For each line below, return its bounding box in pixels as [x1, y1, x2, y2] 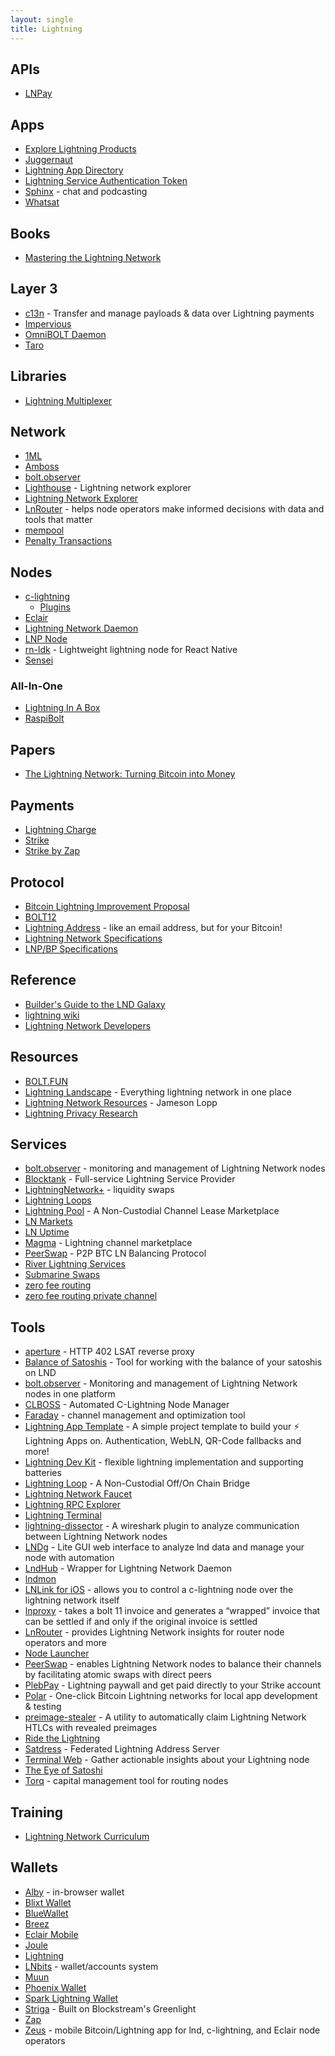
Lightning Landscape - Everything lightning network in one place [24, 1086, 292, 1098]
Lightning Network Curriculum [24, 1830, 150, 1842]
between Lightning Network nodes [24, 1531, 168, 1543]
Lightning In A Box [24, 702, 101, 714]
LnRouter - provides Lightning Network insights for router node [24, 1626, 285, 1638]
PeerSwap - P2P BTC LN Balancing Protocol [24, 1247, 207, 1260]
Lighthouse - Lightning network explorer [24, 482, 192, 494]
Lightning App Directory [24, 164, 124, 176]
